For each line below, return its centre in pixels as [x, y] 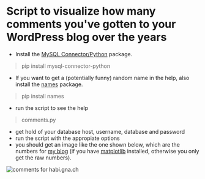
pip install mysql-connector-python [66, 66]
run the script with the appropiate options [68, 138]
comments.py [39, 120]
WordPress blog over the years [87, 37]
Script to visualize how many [81, 11]
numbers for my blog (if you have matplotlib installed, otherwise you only [107, 151]
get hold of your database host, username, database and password [100, 131]
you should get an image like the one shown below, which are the [98, 144]
